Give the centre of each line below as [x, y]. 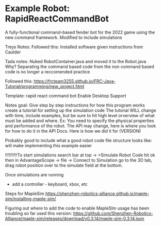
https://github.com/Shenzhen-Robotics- [113, 213]
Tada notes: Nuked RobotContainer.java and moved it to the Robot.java [76, 61]
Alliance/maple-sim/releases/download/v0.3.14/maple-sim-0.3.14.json [75, 218]
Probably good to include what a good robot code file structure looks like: [79, 140]
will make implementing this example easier [48, 145]
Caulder [13, 52]
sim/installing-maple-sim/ [31, 199]
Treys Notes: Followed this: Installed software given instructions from [74, 47]
